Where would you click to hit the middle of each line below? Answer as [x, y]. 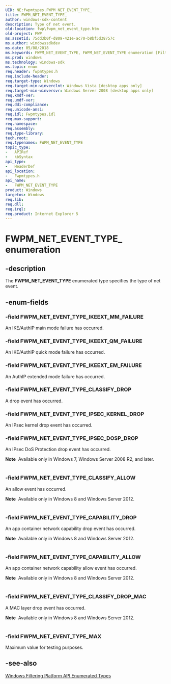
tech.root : [17, 138]
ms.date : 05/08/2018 [27, 48]
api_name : [16, 181]
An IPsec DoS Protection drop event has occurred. [58, 450]
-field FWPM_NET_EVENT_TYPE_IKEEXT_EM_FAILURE [74, 365]
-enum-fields [27, 302]
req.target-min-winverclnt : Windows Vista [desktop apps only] [74, 86]
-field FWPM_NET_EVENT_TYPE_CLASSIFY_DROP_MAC [76, 597]
